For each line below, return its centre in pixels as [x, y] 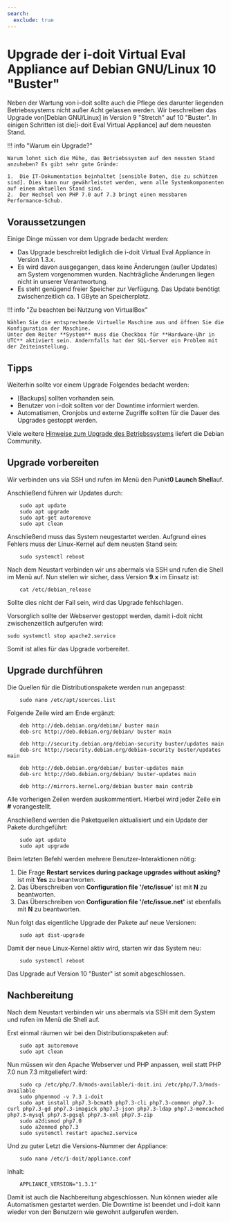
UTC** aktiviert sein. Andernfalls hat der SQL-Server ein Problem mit [112, 341]
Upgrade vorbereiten [53, 463]
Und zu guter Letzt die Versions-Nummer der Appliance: [87, 1146]
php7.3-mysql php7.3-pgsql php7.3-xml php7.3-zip [80, 1115]
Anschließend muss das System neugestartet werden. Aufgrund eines [107, 536]
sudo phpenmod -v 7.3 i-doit [62, 1097]
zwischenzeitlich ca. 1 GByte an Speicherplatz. [84, 297]
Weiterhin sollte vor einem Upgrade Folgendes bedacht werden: [98, 385]
